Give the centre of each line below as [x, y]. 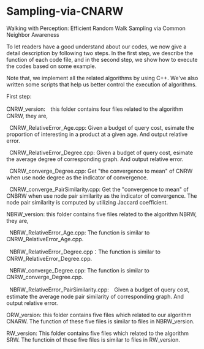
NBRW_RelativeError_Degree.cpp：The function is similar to [85, 252]
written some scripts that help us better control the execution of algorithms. [102, 84]
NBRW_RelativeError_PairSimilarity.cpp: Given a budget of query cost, [99, 290]
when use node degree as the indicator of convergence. [77, 177]
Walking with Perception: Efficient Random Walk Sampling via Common [96, 28]
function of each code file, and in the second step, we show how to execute [102, 59]
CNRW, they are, [27, 116]
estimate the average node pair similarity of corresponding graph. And [95, 296]
